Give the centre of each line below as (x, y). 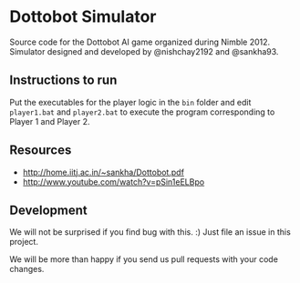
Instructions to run (63, 81)
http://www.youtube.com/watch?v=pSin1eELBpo (114, 182)
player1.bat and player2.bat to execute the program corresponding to (142, 112)
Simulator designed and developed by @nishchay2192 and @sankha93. (144, 51)
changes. (27, 269)
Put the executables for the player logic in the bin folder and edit (130, 102)
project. (24, 242)
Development (49, 210)
